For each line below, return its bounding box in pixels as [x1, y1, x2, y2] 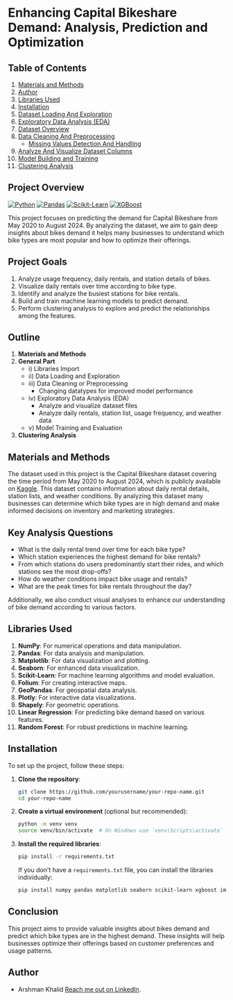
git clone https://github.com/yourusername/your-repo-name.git [17, 788, 205, 795]
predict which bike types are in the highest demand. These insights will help [8, 931, 225, 940]
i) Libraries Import [28, 365, 80, 373]
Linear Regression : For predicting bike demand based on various [17, 707, 205, 716]
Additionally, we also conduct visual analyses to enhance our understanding [8, 596, 225, 604]
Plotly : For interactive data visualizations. [17, 693, 137, 701]
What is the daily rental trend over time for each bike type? [17, 546, 186, 554]
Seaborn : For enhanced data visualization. [17, 664, 140, 672]
